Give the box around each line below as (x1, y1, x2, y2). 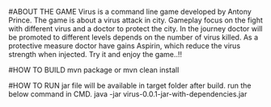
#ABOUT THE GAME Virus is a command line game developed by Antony (8, 7, 252, 16)
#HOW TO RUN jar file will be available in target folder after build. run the (8, 80, 252, 90)
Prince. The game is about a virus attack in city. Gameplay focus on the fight (8, 15, 263, 25)
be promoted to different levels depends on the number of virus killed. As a (8, 32, 259, 42)
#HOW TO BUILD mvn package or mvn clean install (8, 65, 180, 75)
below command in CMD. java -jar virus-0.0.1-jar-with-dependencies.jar (8, 89, 248, 99)
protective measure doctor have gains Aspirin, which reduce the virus (8, 41, 241, 51)
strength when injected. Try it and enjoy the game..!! (8, 50, 183, 59)
